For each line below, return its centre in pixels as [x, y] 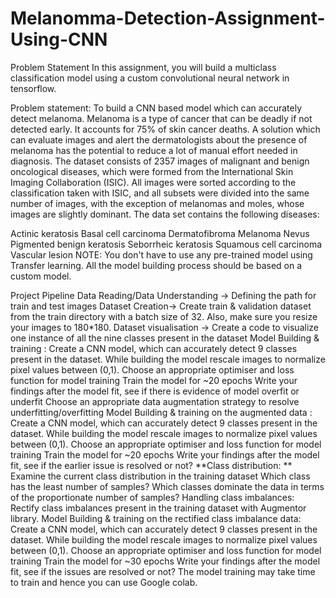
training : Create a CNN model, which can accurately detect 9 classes [154, 348]
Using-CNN [59, 39]
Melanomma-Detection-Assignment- [168, 18]
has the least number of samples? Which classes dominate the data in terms [167, 486]
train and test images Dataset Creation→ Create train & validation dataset [161, 306]
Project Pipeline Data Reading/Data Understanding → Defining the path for [163, 295]
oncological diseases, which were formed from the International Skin [152, 171]
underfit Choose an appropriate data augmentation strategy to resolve [155, 401]
